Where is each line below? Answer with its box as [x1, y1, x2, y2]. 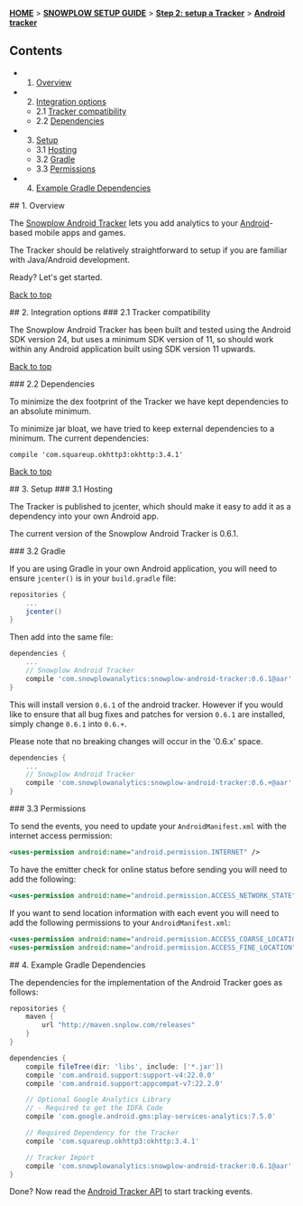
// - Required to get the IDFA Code [25, 1104, 164, 1113]
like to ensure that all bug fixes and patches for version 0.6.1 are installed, [9, 708, 286, 719]
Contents [9, 43, 63, 59]
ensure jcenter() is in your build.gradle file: [9, 573, 177, 584]
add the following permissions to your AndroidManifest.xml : [9, 917, 232, 928]
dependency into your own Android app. [9, 510, 160, 521]
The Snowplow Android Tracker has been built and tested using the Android [9, 324, 291, 335]
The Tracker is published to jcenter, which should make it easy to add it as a [9, 500, 291, 511]
